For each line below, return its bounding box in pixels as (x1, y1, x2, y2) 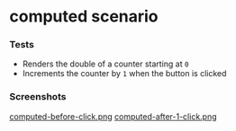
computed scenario (9, 6, 159, 27)
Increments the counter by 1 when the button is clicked (22, 68, 227, 79)
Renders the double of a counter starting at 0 (22, 58, 189, 69)
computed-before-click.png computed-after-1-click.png (9, 110, 218, 122)
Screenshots (9, 91, 67, 103)
